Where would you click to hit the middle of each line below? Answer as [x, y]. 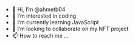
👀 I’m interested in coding [44, 16]
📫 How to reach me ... [40, 36]
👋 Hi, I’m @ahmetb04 [39, 9]
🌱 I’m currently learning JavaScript [55, 22]
